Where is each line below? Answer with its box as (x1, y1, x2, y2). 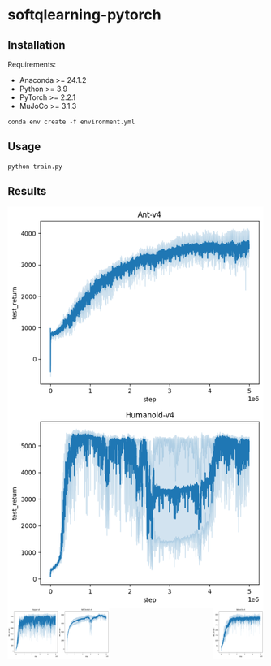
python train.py (7, 162, 62, 171)
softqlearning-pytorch (7, 6, 161, 24)
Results (7, 184, 47, 198)
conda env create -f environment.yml (7, 118, 135, 126)
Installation (7, 38, 66, 52)
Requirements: (7, 59, 56, 69)
